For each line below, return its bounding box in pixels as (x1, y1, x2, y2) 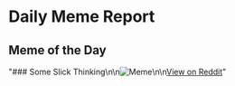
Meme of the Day (8, 43, 107, 58)
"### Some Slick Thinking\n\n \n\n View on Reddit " (8, 66, 227, 77)
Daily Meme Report (8, 6, 155, 27)
